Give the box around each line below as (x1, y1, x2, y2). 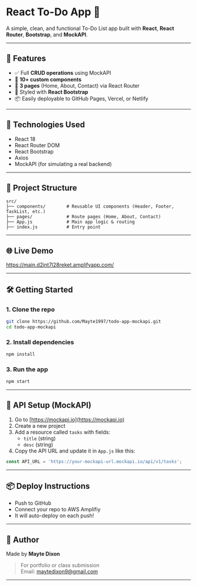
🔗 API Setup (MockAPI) (6, 400, 92, 411)
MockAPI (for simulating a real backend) (14, 160, 113, 167)
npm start (6, 379, 30, 385)
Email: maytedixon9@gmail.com (20, 568, 98, 575)
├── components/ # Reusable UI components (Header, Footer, (6, 204, 175, 209)
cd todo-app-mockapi (6, 324, 57, 330)
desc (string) (23, 441, 54, 448)
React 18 (14, 135, 36, 142)
